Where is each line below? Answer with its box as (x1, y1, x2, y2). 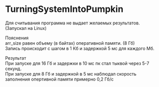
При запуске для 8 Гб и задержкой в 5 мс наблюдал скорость (5, 71, 137, 77)
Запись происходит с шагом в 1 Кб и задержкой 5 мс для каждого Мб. (5, 45, 155, 51)
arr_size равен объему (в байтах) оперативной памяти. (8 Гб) (5, 40, 135, 46)
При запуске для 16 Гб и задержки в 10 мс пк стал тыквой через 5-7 (5, 60, 150, 66)
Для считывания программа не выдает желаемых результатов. (5, 20, 140, 26)
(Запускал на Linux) (5, 25, 47, 31)
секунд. (5, 66, 22, 72)
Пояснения (5, 35, 29, 41)
